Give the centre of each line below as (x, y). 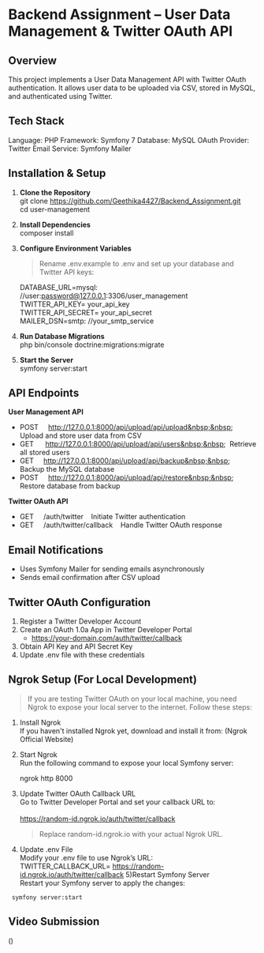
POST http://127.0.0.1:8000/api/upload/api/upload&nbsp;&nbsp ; (126, 428)
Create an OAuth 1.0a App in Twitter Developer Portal (106, 630)
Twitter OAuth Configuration (80, 602)
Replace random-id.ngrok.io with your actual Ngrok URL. (131, 834)
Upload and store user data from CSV (80, 435)
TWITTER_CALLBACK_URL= (65, 866)
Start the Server (46, 360)
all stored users (45, 453)
